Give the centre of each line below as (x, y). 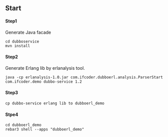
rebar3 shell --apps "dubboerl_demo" (45, 129)
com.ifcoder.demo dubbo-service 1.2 (44, 82)
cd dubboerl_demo (23, 125)
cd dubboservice (22, 41)
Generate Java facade (28, 32)
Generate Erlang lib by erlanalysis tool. (45, 68)
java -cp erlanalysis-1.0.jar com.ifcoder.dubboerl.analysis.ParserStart (84, 77)
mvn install (18, 46)
